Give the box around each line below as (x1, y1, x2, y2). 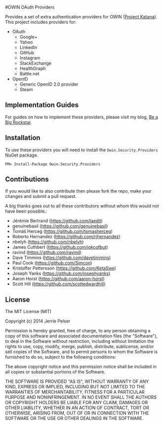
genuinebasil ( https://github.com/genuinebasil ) (12, 223, 108, 229)
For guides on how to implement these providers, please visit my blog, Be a (5, 114, 158, 120)
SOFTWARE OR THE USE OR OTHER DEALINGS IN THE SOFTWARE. (5, 416, 144, 422)
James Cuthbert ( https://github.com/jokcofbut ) (12, 244, 108, 250)
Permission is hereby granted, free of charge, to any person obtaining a (5, 328, 151, 334)
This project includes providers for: (5, 19, 77, 25)
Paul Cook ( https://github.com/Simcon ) (12, 260, 92, 266)
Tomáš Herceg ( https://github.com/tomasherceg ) (12, 228, 113, 234)
